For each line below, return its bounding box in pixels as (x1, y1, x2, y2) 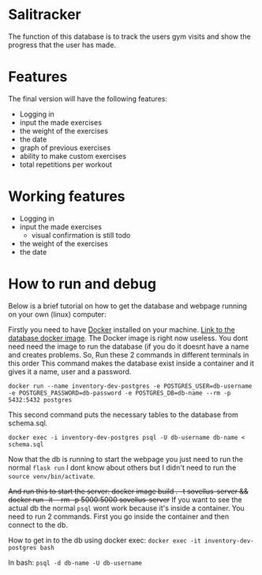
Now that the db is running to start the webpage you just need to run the (8, 454, 243, 463)
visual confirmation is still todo (31, 230, 131, 240)
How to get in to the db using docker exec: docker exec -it (8, 535, 201, 545)
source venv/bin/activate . (8, 471, 95, 480)
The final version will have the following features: (8, 93, 168, 104)
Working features (8, 187, 125, 206)
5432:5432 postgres (8, 395, 73, 404)
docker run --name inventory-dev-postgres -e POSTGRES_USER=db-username (8, 382, 253, 390)
